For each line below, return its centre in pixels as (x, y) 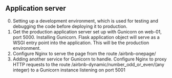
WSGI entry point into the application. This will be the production (81, 43)
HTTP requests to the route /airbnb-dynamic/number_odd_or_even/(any (89, 64)
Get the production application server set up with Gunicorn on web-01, (87, 32)
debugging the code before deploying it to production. (70, 26)
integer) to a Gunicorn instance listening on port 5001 (69, 70)
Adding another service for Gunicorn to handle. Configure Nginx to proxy (90, 59)
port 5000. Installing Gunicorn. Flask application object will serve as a (86, 37)
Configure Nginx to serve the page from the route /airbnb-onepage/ (84, 53)
